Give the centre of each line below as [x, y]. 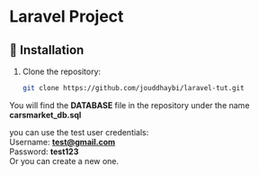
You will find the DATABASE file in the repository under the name [129, 105]
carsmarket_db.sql [45, 115]
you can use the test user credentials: [79, 132]
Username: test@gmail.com [63, 142]
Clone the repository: [62, 71]
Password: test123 [44, 152]
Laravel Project [67, 17]
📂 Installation [47, 50]
